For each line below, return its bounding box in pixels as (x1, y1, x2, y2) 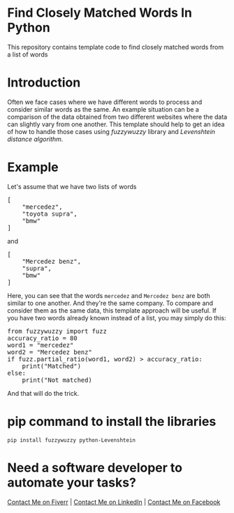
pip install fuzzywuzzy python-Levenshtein (7, 436, 136, 444)
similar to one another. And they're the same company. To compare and (7, 299, 214, 307)
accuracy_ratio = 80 (7, 334, 78, 342)
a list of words (7, 50, 48, 59)
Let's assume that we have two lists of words (7, 182, 138, 191)
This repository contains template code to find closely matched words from (7, 43, 224, 51)
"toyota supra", (22, 209, 78, 218)
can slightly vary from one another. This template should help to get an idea (7, 120, 225, 128)
